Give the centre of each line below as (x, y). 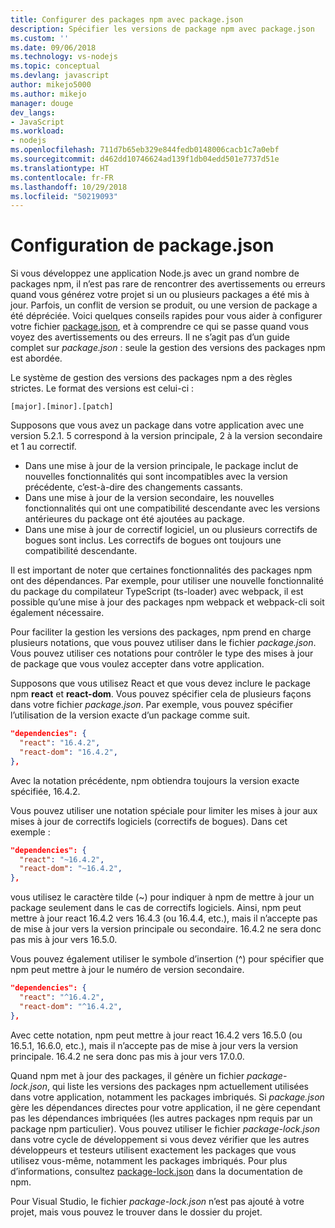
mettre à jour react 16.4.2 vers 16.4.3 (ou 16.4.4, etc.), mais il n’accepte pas (164, 918)
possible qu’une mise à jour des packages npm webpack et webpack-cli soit (167, 602)
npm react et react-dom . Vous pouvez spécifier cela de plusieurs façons (161, 694)
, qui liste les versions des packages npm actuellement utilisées (177, 1086)
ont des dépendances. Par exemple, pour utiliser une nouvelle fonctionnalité (167, 581)
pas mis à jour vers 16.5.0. (64, 940)
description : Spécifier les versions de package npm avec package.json (162, 29)
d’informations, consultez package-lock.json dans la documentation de (156, 1171)
